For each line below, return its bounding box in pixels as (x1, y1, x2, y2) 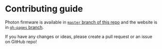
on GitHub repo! (5, 38, 37, 44)
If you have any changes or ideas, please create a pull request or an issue (5, 34, 153, 39)
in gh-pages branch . (5, 24, 44, 30)
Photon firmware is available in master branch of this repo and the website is (5, 19, 158, 25)
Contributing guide (5, 3, 83, 14)
